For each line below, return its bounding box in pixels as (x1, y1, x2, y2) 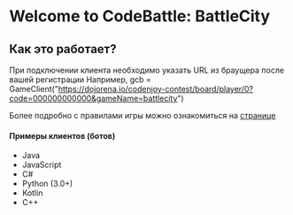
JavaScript (21, 159, 62, 170)
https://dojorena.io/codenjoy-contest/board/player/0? (58, 84, 254, 94)
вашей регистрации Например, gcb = (9, 74, 152, 85)
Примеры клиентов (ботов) (9, 130, 116, 141)
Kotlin (21, 188, 43, 198)
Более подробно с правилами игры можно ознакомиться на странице (9, 111, 276, 120)
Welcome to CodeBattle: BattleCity (9, 6, 271, 27)
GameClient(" (9, 84, 59, 94)
